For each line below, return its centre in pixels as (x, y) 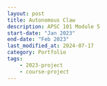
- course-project (45, 71)
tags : (15, 59)
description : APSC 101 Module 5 (53, 26)
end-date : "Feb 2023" (38, 40)
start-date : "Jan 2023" (41, 33)
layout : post (26, 14)
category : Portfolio (37, 53)
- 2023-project (41, 65)
